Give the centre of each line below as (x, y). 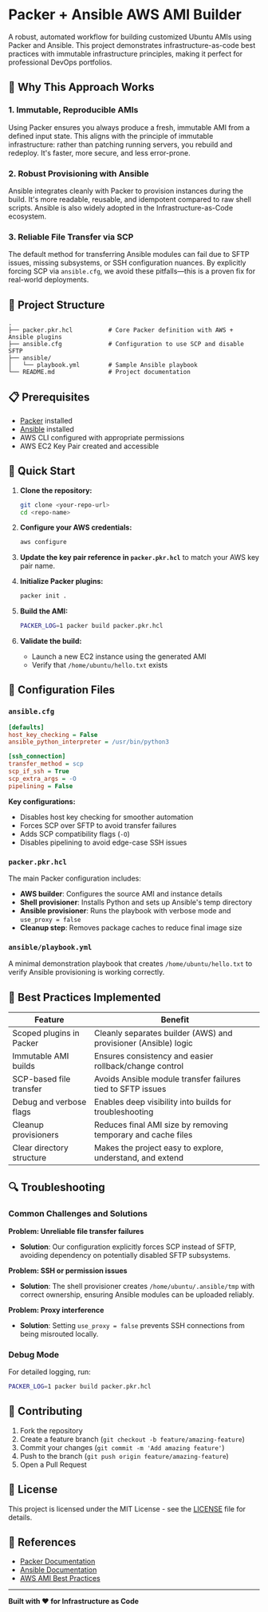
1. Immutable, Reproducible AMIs (73, 110)
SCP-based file (41, 1079)
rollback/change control (139, 1066)
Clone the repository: (56, 490)
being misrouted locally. (59, 1334)
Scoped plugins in (46, 1033)
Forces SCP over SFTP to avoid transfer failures (98, 825)
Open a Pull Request (53, 1464)
